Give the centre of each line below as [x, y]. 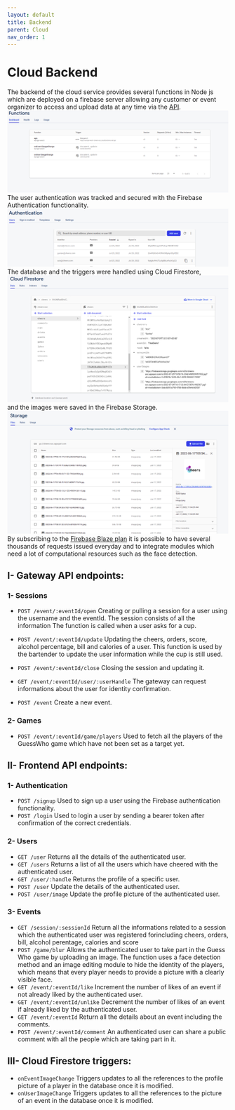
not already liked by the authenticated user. [80, 994]
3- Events [24, 912]
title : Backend [29, 22]
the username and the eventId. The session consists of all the [106, 618]
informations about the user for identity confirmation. [94, 689]
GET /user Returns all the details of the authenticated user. [102, 857]
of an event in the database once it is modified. [85, 1100]
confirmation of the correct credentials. [74, 823]
